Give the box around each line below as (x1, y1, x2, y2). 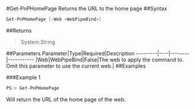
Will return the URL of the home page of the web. (6, 95, 126, 103)
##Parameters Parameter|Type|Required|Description (6, 49, 135, 57)
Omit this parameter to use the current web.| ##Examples (6, 62, 146, 70)
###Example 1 (6, 74, 41, 81)
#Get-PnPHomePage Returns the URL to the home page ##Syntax (6, 5, 167, 12)
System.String (20, 38, 56, 45)
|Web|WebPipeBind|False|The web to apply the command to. (35, 56, 184, 63)
